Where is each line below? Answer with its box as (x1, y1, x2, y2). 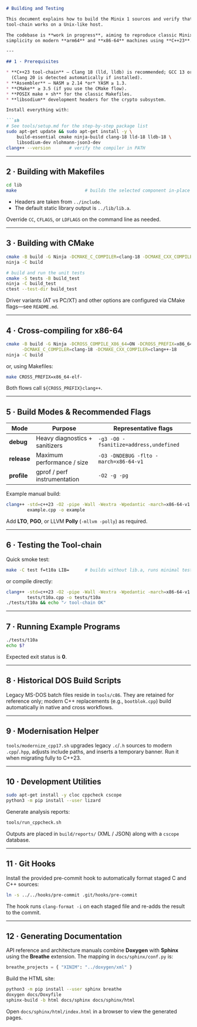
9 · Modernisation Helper (6, 726, 99, 736)
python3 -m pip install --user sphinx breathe (6, 987, 122, 992)
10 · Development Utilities (6, 777, 101, 787)
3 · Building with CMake (6, 238, 94, 249)
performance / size (36, 458, 89, 467)
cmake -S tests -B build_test (6, 276, 80, 281)
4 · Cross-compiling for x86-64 (6, 325, 123, 335)
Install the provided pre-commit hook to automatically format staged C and (6, 874, 186, 882)
